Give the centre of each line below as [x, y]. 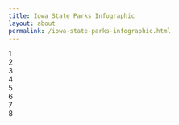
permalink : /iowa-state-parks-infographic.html [90, 31]
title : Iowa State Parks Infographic [72, 16]
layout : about [32, 23]
